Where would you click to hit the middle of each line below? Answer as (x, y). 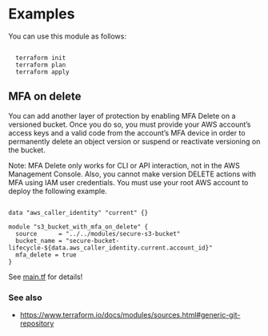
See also (25, 298)
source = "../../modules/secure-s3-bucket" (98, 233)
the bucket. (27, 150)
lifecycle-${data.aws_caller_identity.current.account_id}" (111, 248)
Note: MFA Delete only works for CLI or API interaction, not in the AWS (124, 165)
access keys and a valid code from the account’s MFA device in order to (127, 132)
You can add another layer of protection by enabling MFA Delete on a (122, 115)
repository (37, 324)
